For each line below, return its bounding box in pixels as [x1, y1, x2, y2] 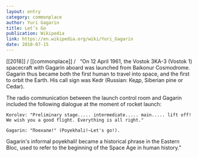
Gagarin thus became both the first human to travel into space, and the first [6, 70, 190, 77]
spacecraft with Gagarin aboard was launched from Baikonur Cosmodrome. [6, 64, 190, 71]
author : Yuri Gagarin [6, 19, 60, 25]
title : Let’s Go [6, 25, 46, 31]
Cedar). [6, 83, 25, 90]
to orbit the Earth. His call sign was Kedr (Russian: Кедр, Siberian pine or [6, 76, 183, 83]
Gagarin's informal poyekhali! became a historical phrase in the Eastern [6, 138, 180, 145]
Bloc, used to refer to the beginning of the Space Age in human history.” [6, 144, 181, 151]
